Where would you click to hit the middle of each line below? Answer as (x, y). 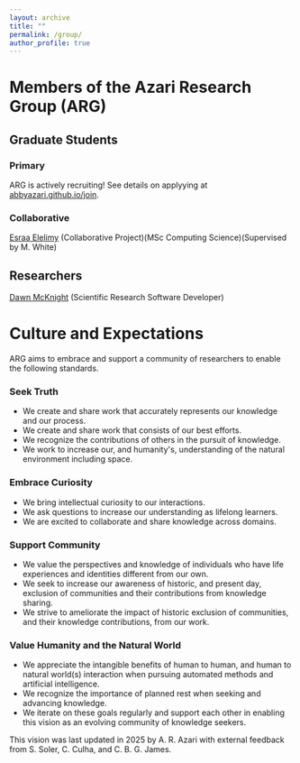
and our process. (54, 421)
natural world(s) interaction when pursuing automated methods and (148, 675)
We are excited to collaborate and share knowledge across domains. (149, 521)
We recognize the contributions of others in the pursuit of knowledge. (152, 440)
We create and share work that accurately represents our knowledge (150, 411)
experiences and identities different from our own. (115, 575)
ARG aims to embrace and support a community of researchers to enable (145, 359)
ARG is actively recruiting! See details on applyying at (109, 185)
